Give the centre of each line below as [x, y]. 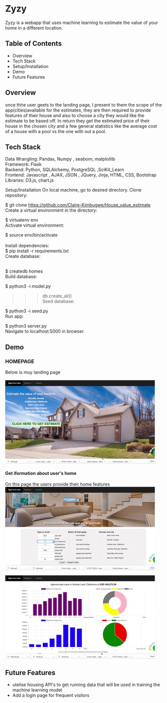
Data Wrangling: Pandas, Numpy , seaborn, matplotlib [60, 159]
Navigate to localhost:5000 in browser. [45, 331]
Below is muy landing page [33, 372]
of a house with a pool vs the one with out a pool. [56, 131]
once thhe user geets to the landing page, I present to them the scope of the [83, 105]
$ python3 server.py [26, 326]
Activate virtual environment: [35, 225]
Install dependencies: [27, 246]
